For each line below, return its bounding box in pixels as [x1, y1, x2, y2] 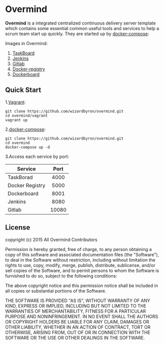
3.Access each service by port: [5, 153, 69, 159]
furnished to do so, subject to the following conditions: [5, 272, 117, 278]
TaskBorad [7, 173, 33, 180]
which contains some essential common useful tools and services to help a [5, 25, 160, 31]
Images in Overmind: [5, 40, 48, 46]
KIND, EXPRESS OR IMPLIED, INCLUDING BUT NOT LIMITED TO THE [5, 302, 147, 308]
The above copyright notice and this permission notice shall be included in [5, 282, 158, 288]
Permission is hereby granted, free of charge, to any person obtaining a [5, 246, 152, 252]
